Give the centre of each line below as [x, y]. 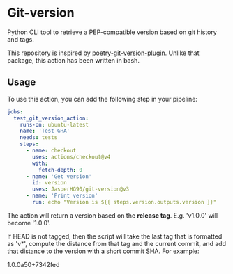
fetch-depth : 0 [60, 170]
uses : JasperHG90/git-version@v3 [81, 189]
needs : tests [39, 138]
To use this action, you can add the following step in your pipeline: [102, 99]
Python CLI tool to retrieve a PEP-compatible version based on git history [112, 32]
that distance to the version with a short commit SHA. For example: [104, 251]
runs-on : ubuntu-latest [54, 124]
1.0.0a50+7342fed [33, 264]
